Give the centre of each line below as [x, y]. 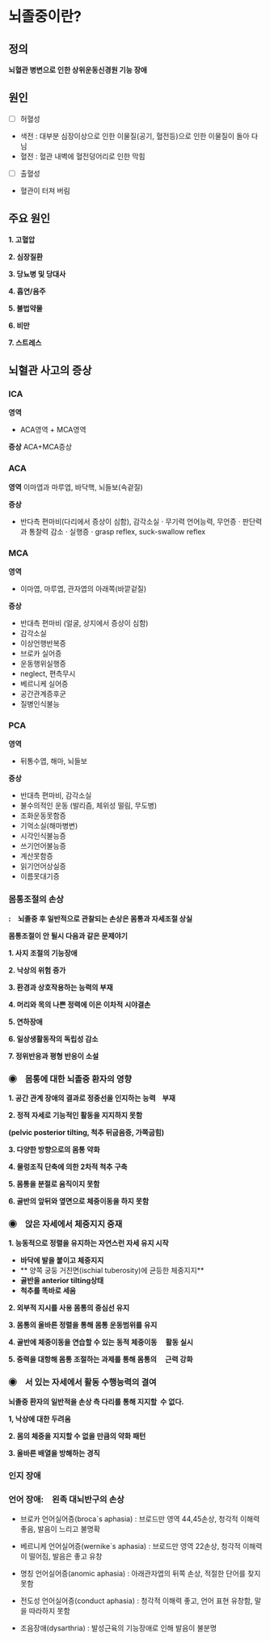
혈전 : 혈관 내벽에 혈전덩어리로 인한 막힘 [82, 156]
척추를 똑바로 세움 [48, 1291]
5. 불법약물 [25, 308]
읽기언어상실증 [43, 867]
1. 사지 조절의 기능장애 [43, 953]
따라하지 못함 [49, 1610]
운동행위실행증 [43, 664]
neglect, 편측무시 [48, 674]
